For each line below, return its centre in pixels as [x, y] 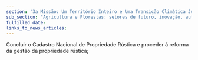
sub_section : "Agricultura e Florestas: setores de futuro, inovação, [95, 17]
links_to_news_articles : [37, 28]
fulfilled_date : [26, 22]
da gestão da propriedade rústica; [47, 51]
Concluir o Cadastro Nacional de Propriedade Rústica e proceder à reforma [98, 45]
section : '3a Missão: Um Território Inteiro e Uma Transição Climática [96, 11]
